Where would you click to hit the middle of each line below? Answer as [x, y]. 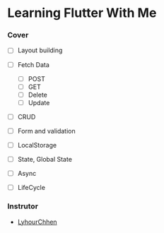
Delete [38, 95]
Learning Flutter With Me [82, 13]
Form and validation [46, 131]
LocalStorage [37, 145]
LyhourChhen [37, 222]
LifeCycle [31, 188]
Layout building [40, 50]
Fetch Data [33, 64]
